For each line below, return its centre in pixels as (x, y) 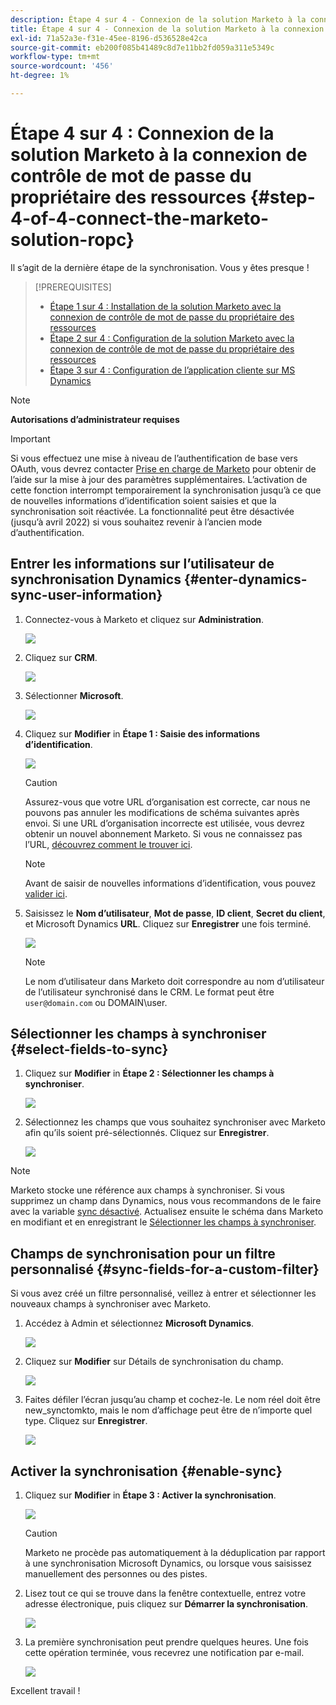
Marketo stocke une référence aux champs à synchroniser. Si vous (147, 1190)
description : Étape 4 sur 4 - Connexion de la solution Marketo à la (158, 19)
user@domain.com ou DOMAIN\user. (96, 1002)
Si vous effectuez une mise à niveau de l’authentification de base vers (154, 458)
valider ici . (46, 893)
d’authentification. (47, 532)
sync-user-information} (86, 595)
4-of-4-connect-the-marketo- (140, 218)
